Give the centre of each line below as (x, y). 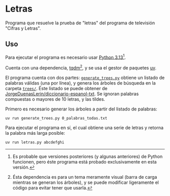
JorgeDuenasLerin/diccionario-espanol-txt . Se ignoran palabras (72, 94)
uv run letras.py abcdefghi (35, 142)
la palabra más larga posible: (35, 133)
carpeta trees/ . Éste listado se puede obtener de (56, 89)
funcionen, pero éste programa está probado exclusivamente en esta (84, 162)
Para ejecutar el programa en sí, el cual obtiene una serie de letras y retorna (84, 128)
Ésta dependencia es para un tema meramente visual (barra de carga (85, 177)
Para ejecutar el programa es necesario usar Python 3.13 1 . (66, 57)
